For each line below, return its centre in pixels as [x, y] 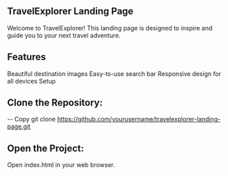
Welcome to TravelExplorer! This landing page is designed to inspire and [110, 28]
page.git [19, 126]
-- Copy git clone [32, 119]
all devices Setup [32, 81]
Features [27, 57]
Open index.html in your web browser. [61, 165]
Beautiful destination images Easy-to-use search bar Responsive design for [114, 74]
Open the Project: [46, 148]
